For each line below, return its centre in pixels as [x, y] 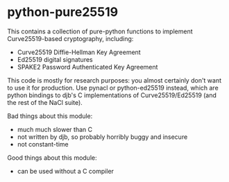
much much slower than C [54, 129]
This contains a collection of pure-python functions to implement [100, 31]
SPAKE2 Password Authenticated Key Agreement [87, 67]
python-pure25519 [63, 12]
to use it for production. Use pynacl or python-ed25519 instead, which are [113, 88]
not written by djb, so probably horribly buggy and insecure [102, 137]
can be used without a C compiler [66, 171]
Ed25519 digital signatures [55, 59]
